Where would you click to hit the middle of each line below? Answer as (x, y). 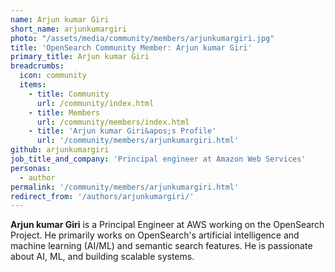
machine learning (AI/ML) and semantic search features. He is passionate (161, 246)
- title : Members (64, 112)
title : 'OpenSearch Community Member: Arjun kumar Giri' (131, 47)
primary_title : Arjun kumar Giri (80, 57)
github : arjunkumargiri (60, 150)
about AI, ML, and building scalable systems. (102, 257)
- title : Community (69, 94)
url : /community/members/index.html (113, 122)
